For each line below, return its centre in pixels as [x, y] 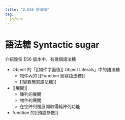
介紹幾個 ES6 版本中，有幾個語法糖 [41, 59]
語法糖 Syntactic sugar [52, 45]
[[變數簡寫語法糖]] [38, 82]
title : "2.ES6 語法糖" [27, 10]
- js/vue [14, 19]
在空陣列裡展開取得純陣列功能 [50, 107]
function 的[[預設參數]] [35, 113]
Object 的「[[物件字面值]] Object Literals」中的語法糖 [66, 70]
